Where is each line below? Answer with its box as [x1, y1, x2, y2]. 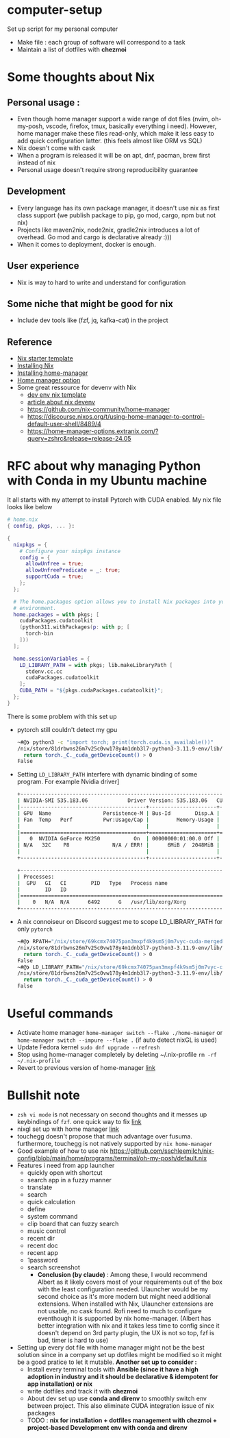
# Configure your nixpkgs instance [19, 548, 121, 555]
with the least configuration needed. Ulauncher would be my [37, 1284, 209, 1293]
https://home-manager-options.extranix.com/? [27, 427, 159, 435]
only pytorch [16, 925, 53, 933]
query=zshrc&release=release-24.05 [27, 435, 131, 443]
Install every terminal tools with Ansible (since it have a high [27, 1365, 199, 1373]
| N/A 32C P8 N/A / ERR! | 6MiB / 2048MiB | [16, 842, 220, 849]
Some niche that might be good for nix [7, 297, 173, 310]
